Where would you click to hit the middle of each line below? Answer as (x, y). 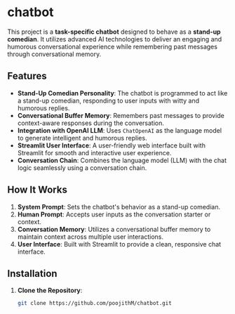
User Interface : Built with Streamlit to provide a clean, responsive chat (119, 244)
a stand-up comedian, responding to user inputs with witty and (108, 100)
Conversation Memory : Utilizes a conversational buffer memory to (114, 229)
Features (27, 76)
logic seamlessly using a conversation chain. (82, 168)
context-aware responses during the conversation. (91, 123)
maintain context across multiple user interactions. (90, 237)
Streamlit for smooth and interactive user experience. (94, 152)
